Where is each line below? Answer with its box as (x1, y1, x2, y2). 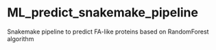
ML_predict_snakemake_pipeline (7, 5, 199, 21)
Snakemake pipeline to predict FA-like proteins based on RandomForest (7, 27, 209, 36)
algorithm (7, 34, 34, 42)
